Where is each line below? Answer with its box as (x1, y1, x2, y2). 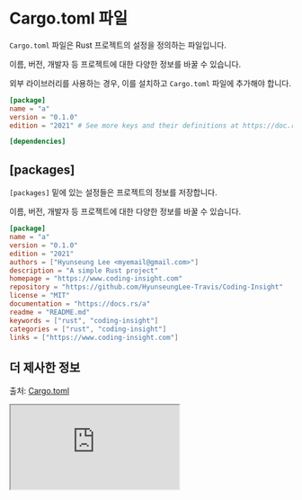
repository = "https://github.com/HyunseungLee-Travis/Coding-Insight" (9, 282, 283, 292)
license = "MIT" (9, 291, 70, 300)
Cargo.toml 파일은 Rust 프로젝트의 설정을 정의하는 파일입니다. (9, 40, 227, 50)
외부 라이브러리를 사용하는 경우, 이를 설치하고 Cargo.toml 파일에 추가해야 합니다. (9, 77, 292, 88)
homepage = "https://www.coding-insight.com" (9, 274, 182, 283)
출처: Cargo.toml (9, 386, 70, 397)
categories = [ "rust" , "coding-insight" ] (9, 325, 167, 334)
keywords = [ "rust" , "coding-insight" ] (9, 316, 159, 325)
